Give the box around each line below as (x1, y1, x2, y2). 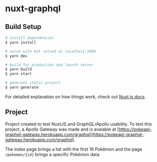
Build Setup (5, 23, 41, 31)
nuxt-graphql (5, 3, 61, 14)
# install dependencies (5, 35, 54, 40)
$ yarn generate (5, 85, 39, 90)
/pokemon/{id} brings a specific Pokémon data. (5, 151, 101, 157)
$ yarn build (5, 67, 32, 72)
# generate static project (5, 81, 61, 85)
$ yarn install (5, 40, 37, 45)
